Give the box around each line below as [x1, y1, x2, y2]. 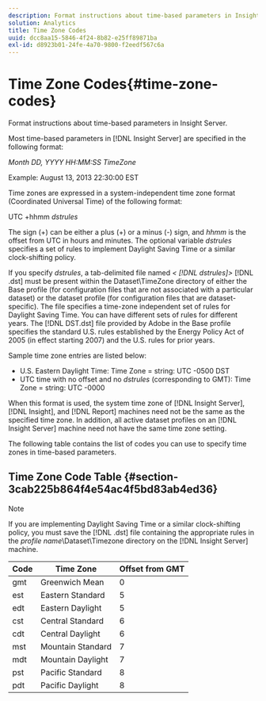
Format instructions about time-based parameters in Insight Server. [8, 118, 228, 128]
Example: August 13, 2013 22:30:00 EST [8, 173, 139, 182]
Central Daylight [40, 628, 101, 639]
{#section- [123, 470, 179, 484]
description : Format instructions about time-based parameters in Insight [8, 11, 260, 20]
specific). [8, 302, 40, 312]
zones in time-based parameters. [8, 447, 117, 457]
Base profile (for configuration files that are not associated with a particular [8, 285, 253, 294]
